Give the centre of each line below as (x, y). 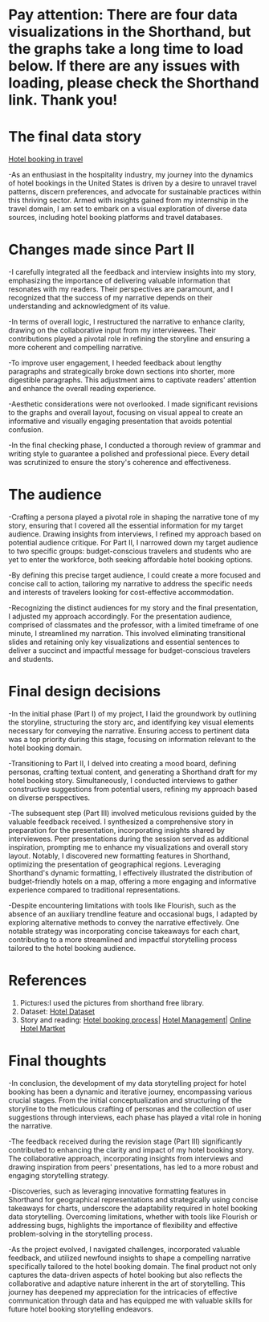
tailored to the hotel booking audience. (72, 948)
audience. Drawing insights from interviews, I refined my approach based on (135, 534)
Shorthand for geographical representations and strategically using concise (133, 1199)
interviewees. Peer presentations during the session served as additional (128, 838)
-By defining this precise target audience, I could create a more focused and (134, 575)
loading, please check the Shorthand (134, 83)
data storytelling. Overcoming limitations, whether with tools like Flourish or (133, 1216)
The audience (55, 495)
